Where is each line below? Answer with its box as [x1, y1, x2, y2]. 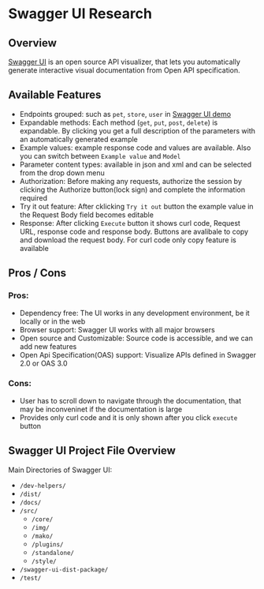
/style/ [31, 557, 57, 565]
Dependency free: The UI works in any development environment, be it [19, 308, 250, 317]
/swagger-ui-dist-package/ [19, 565, 109, 573]
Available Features [8, 88, 102, 102]
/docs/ [19, 498, 42, 506]
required [19, 193, 48, 202]
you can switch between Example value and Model [19, 151, 181, 160]
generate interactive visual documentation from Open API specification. [8, 66, 240, 75]
